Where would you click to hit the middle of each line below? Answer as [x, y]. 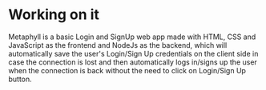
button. [20, 79]
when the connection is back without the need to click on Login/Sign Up [127, 70]
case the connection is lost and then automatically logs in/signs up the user [133, 62]
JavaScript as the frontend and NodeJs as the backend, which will [118, 45]
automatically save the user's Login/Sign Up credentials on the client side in [133, 53]
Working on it [54, 15]
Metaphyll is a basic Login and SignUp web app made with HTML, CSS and [132, 37]
